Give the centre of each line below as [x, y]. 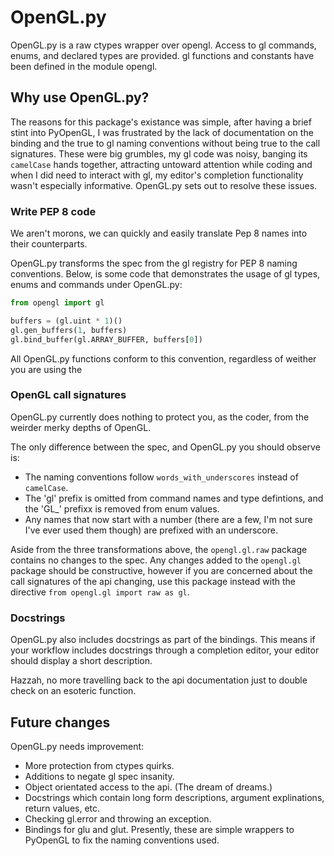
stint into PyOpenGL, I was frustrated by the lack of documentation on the [162, 132]
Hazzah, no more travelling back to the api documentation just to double [159, 680]
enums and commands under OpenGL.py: [96, 285]
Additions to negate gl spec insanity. [99, 776]
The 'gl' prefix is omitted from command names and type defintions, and [174, 498]
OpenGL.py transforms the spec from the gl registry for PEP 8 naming [154, 263]
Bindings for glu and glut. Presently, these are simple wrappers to [159, 829]
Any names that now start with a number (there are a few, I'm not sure [168, 519]
